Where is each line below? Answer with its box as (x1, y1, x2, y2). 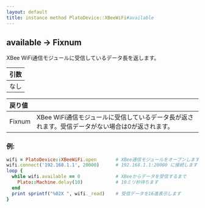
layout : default (6, 9, 48, 15)
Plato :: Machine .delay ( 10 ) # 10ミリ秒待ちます (17, 179, 159, 185)
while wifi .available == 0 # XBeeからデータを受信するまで (12, 174, 187, 180)
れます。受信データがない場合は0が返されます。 (36, 122, 174, 131)
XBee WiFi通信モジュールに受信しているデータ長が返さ (36, 113, 194, 122)
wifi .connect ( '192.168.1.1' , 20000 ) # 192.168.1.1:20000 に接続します (6, 162, 198, 168)
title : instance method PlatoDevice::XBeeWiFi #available (6, 15, 154, 21)
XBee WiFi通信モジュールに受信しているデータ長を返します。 (6, 54, 160, 62)
